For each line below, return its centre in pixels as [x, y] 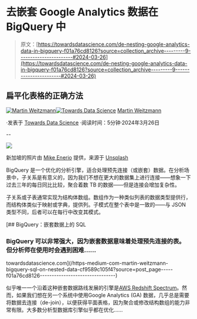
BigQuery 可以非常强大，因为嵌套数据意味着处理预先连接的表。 [96, 241]
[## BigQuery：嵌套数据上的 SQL [46, 224]
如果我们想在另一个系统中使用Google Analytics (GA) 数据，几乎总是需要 [103, 295]
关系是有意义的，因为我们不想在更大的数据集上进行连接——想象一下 [108, 177]
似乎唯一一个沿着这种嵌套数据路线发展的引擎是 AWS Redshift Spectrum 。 [94, 288]
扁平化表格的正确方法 [45, 96]
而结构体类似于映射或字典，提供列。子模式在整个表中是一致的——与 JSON [96, 204]
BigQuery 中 [36, 27]
